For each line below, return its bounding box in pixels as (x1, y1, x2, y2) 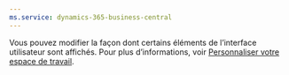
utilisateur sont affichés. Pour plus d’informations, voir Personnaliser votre (9, 46, 280, 57)
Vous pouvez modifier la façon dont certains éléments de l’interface (9, 37, 257, 48)
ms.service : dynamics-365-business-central (9, 12, 173, 22)
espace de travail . (9, 56, 74, 66)
